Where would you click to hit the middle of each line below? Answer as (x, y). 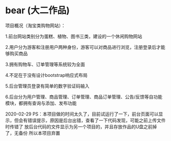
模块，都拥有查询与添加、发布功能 (41, 103)
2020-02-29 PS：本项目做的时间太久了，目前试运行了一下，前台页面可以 (82, 114)
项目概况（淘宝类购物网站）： (35, 25)
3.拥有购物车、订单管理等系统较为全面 (45, 64)
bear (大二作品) (38, 10)
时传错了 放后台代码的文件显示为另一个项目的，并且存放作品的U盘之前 (79, 126)
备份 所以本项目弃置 (39, 133)
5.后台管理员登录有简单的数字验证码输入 (47, 86)
